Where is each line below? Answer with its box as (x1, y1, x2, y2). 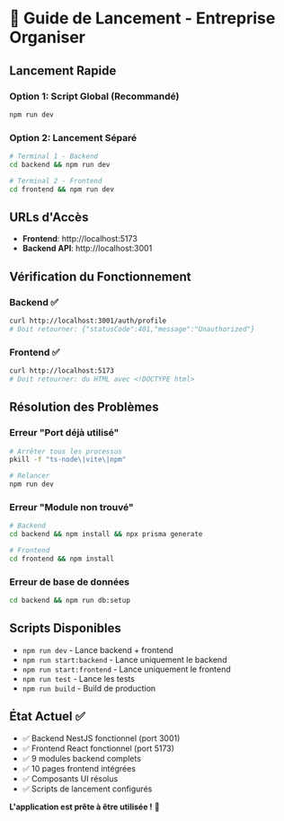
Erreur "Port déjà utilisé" (9, 427, 120, 439)
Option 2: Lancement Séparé (9, 131, 138, 144)
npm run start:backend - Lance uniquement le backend (22, 654, 227, 665)
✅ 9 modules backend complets (22, 753, 142, 764)
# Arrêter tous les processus (9, 446, 123, 456)
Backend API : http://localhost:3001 (22, 243, 153, 254)
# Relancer (9, 472, 50, 481)
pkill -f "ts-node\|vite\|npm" (9, 455, 127, 464)
